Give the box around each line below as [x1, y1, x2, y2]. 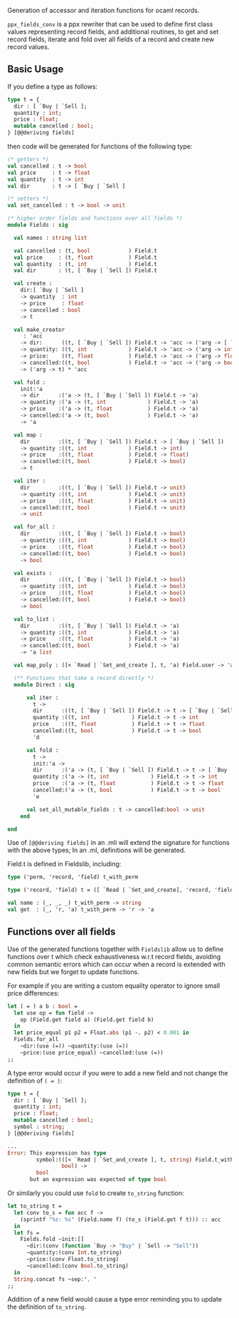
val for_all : [14, 524, 55, 531]
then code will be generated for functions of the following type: [7, 142, 193, 151]
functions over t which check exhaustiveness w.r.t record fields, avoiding [7, 952, 221, 960]
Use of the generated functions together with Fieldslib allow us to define [7, 945, 224, 953]
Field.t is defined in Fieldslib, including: [7, 860, 122, 868]
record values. [7, 43, 50, 51]
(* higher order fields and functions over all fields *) [7, 215, 183, 222]
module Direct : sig [14, 681, 75, 688]
